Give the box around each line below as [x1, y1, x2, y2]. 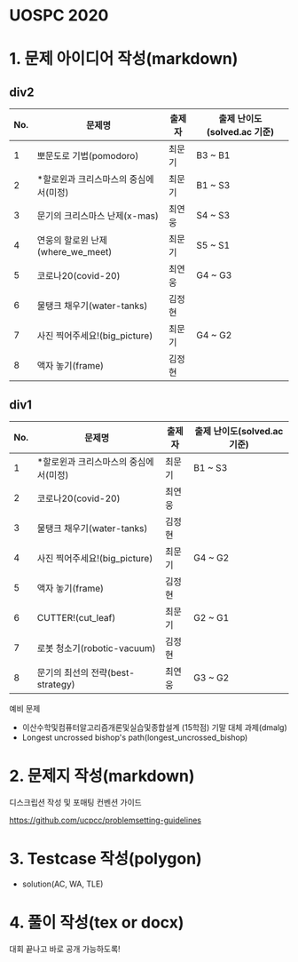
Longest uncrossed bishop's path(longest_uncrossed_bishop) [21, 732, 248, 743]
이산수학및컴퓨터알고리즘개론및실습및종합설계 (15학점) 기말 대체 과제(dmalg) [21, 722, 288, 733]
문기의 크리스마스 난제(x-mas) [36, 210, 160, 222]
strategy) [36, 679, 75, 690]
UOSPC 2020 [9, 5, 109, 26]
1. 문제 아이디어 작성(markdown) [9, 49, 239, 69]
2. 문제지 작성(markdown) [9, 766, 195, 786]
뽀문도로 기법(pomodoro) [36, 150, 139, 163]
